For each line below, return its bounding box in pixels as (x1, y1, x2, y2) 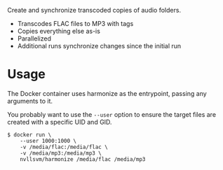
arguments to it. (7, 97, 53, 105)
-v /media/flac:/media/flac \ (20, 143, 109, 150)
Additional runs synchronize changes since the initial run (17, 42, 182, 50)
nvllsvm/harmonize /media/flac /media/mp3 (20, 155, 146, 163)
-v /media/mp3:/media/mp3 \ (20, 150, 102, 157)
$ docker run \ (7, 131, 52, 139)
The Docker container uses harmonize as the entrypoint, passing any (7, 89, 207, 97)
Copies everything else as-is (17, 27, 100, 35)
